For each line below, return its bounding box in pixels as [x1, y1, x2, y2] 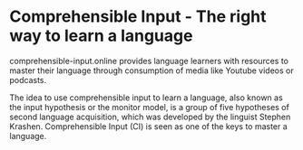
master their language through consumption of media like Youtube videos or [9, 65, 294, 76]
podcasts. [9, 74, 47, 85]
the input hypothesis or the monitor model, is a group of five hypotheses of [9, 101, 290, 112]
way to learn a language [9, 25, 193, 46]
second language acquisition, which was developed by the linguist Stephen [9, 111, 291, 122]
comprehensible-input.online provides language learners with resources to [9, 55, 288, 66]
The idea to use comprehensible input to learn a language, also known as [9, 92, 283, 103]
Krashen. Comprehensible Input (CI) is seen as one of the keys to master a [9, 120, 288, 132]
